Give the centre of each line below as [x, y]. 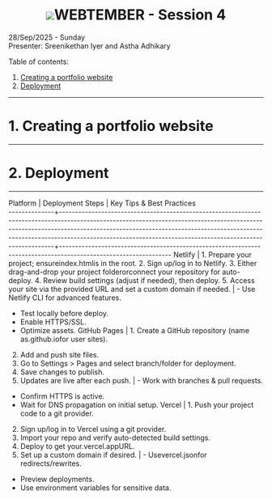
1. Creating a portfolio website [111, 126]
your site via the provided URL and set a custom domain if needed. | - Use [132, 289]
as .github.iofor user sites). [64, 339]
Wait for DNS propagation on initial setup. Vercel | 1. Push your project [137, 404]
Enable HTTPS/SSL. [53, 322]
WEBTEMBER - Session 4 [140, 15]
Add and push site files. [59, 354]
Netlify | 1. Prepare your [212, 254]
